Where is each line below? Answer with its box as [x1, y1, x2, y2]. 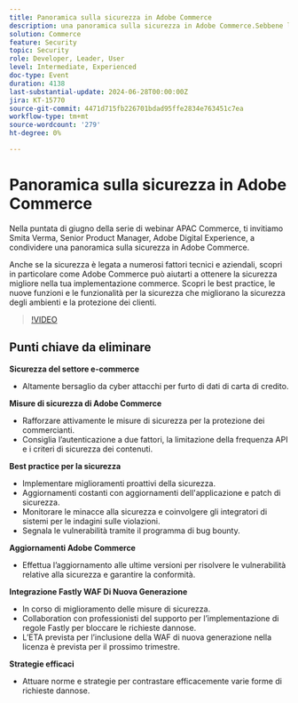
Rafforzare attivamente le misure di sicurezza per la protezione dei [21, 415, 265, 426]
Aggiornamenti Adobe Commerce [9, 542, 136, 553]
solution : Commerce [9, 29, 82, 38]
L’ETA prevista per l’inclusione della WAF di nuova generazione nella [21, 632, 272, 643]
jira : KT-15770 [9, 95, 66, 105]
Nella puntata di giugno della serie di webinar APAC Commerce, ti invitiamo [9, 223, 284, 234]
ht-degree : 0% [9, 129, 62, 138]
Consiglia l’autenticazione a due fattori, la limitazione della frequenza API [21, 434, 288, 444]
